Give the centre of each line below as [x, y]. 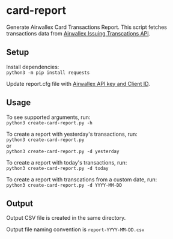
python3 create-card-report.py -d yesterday [63, 151]
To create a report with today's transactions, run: [67, 162]
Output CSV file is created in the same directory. [66, 218]
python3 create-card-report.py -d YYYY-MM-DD [64, 185]
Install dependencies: [33, 67]
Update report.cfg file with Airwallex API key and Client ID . [78, 83]
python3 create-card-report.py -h [50, 123]
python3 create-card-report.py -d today [58, 168]
